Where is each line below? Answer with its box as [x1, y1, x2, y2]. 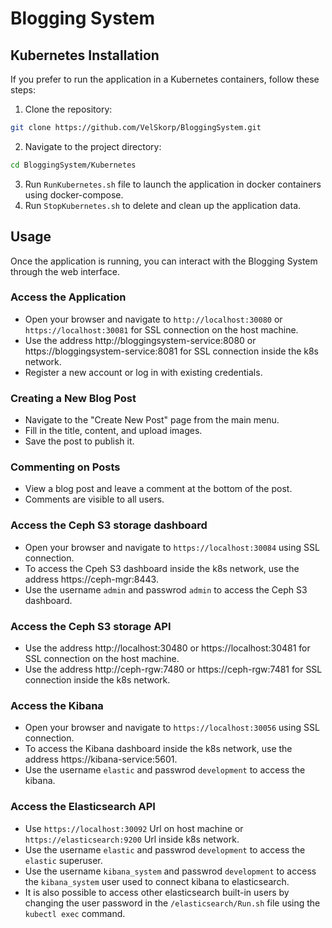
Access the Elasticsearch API [10, 800, 156, 814]
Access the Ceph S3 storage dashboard [10, 518, 208, 532]
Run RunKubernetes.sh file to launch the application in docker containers [24, 178, 322, 190]
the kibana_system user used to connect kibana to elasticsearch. [24, 875, 290, 887]
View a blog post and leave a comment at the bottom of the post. [24, 483, 293, 495]
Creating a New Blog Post [10, 391, 137, 405]
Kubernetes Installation [10, 47, 160, 64]
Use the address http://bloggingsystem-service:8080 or [24, 334, 257, 346]
